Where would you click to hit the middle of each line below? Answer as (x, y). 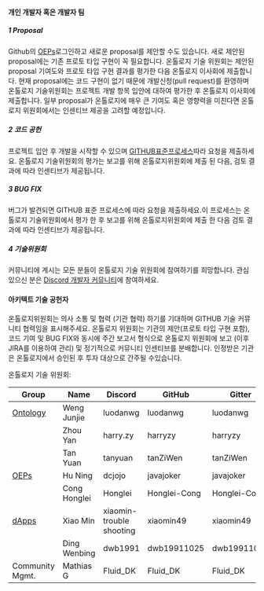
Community (33, 566)
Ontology (29, 413)
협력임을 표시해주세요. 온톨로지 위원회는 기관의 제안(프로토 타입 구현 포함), (136, 328)
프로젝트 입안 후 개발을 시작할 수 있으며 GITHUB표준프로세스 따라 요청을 (118, 151)
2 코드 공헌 (25, 130)
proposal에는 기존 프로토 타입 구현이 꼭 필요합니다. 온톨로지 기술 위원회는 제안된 (131, 61)
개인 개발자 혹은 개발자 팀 (46, 12)
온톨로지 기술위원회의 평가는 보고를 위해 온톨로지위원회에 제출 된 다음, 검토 (133, 160)
